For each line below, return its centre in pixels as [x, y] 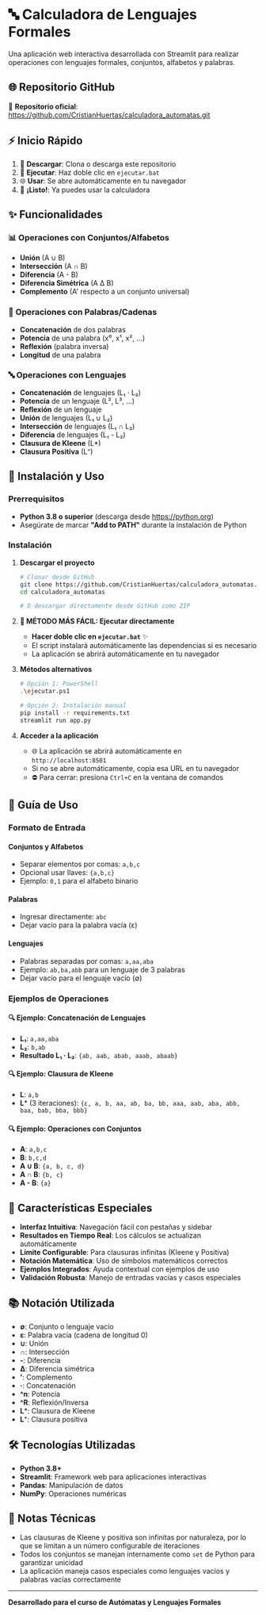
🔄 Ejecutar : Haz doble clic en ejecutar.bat [89, 172]
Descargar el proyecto [57, 562]
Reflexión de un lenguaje [61, 409]
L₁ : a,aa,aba [39, 1038]
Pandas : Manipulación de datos [71, 1485]
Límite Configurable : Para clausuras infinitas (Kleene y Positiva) [124, 1252]
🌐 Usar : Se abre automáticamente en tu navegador [103, 181]
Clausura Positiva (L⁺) [56, 451]
